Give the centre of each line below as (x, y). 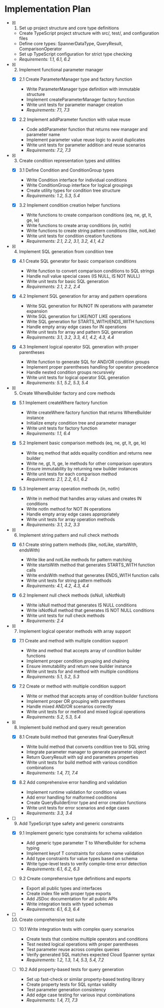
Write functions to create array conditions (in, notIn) (79, 226)
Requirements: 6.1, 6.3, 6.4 (53, 909)
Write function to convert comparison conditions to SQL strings (90, 271)
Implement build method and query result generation (72, 727)
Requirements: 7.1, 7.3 (48, 110)
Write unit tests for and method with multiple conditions (82, 671)
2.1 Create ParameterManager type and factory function (75, 79)
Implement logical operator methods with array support (75, 631)
